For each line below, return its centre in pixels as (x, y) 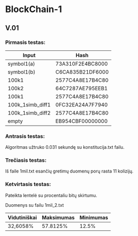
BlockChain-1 (34, 9)
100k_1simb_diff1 (29, 104)
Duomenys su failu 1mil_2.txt (35, 205)
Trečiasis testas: (26, 160)
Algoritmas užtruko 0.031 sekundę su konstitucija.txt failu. (65, 147)
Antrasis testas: (25, 136)
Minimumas (94, 217)
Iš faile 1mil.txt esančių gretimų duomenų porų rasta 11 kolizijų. (70, 171)
